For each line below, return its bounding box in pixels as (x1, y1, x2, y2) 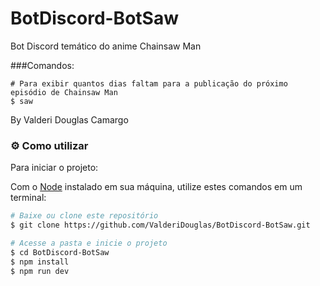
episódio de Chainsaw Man (10, 87, 118, 97)
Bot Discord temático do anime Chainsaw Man (10, 40, 202, 52)
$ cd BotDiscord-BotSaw (10, 247, 110, 257)
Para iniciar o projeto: (10, 162, 99, 174)
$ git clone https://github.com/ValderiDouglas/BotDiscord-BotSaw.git (10, 220, 311, 231)
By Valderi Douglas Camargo (10, 113, 129, 126)
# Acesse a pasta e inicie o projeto (10, 238, 168, 248)
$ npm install (10, 257, 70, 267)
